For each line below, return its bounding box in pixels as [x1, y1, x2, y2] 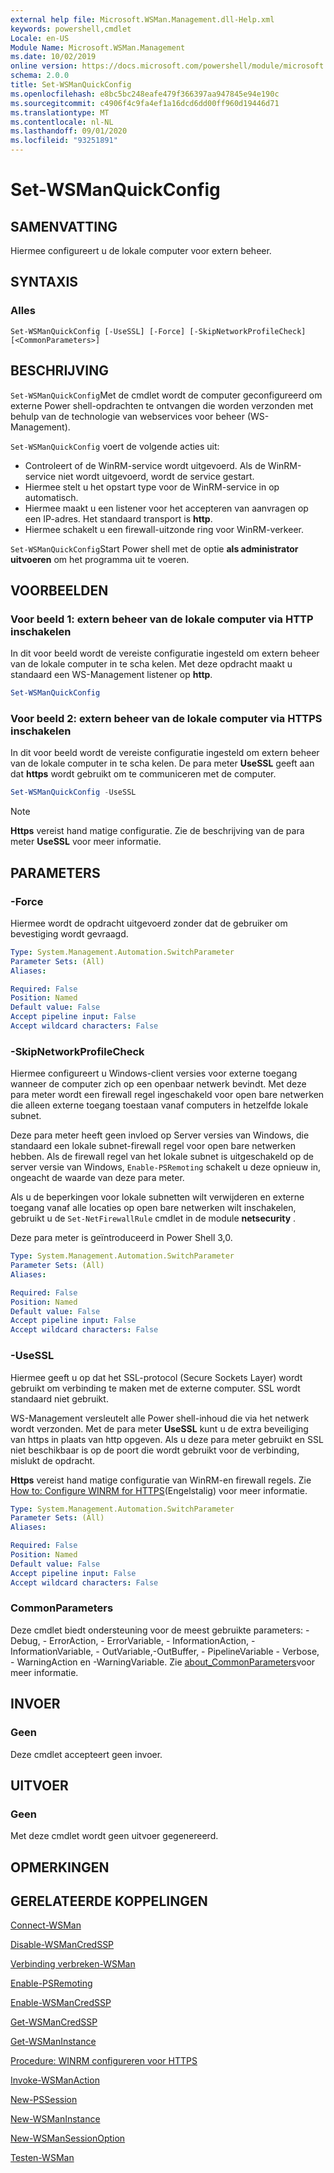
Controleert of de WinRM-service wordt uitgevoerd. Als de [24, 459, 266, 471]
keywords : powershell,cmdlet [10, 24, 132, 34]
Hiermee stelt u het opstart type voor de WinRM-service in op [24, 481, 280, 493]
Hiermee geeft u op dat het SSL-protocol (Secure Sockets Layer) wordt [10, 1371, 303, 1383]
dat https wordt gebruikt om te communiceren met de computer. [10, 768, 277, 780]
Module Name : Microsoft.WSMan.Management [10, 42, 186, 53]
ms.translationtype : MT [10, 107, 110, 118]
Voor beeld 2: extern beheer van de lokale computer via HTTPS [10, 711, 323, 725]
